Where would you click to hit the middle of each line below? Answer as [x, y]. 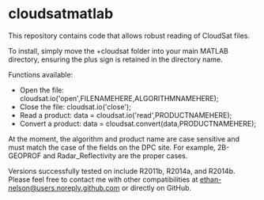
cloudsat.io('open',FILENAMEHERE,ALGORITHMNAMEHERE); [119, 98]
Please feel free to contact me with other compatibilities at [103, 179]
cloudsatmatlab [61, 14]
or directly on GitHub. [157, 187]
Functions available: [41, 74]
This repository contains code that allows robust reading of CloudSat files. [129, 36]
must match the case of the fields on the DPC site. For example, [112, 147]
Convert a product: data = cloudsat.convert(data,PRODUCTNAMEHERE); [138, 123]
